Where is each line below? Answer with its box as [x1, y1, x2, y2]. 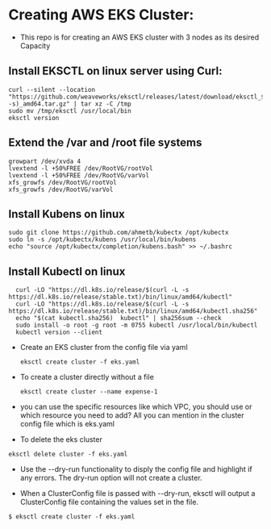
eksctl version [8, 114, 60, 122]
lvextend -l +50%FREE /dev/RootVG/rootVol [8, 164, 153, 173]
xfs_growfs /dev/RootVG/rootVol [8, 178, 117, 186]
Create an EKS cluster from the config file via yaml [19, 343, 188, 352]
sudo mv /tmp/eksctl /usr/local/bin [8, 106, 131, 115]
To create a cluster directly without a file [19, 373, 155, 382]
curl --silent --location [8, 85, 95, 94]
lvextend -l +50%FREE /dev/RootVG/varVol [8, 171, 150, 179]
